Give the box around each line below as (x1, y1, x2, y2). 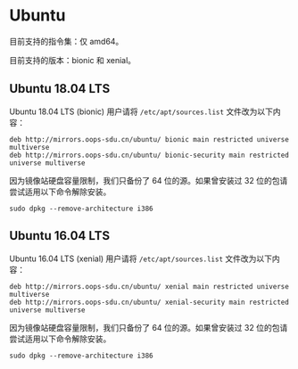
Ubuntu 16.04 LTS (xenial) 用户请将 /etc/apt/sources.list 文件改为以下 (9, 253, 273, 264)
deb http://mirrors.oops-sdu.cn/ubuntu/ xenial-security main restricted (9, 298, 290, 307)
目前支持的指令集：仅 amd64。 (9, 36, 124, 46)
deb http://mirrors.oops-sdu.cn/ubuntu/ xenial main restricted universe (9, 282, 290, 291)
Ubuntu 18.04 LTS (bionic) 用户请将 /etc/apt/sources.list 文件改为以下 (9, 106, 274, 117)
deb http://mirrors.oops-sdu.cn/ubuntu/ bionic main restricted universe (9, 135, 290, 143)
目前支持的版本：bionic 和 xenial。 (9, 54, 137, 65)
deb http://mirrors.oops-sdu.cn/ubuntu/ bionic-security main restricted (9, 151, 290, 160)
